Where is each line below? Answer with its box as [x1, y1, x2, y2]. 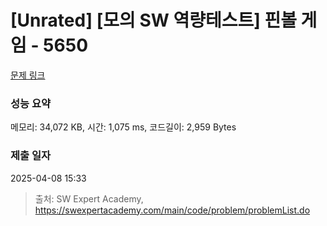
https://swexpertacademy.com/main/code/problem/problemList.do [34, 204, 311, 216]
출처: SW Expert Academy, [34, 192, 144, 205]
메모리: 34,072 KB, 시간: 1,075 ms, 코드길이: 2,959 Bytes [10, 121, 237, 133]
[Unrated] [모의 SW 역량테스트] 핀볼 [10, 9, 297, 32]
